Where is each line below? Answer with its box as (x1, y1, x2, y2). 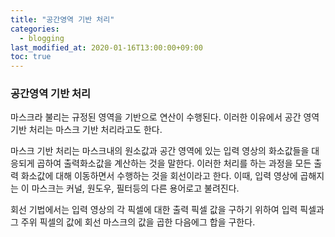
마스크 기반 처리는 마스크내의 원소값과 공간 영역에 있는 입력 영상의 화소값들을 (10, 145, 310, 157)
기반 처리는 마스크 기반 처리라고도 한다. (10, 124, 163, 136)
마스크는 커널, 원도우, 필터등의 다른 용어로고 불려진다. (31, 182, 240, 195)
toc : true (10, 52, 52, 62)
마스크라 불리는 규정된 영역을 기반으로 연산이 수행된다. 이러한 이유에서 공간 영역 (10, 111, 320, 123)
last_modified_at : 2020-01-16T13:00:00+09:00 (10, 42, 203, 53)
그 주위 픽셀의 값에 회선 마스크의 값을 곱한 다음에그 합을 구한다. (10, 216, 256, 228)
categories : (10, 24, 60, 34)
